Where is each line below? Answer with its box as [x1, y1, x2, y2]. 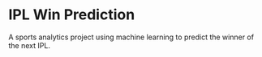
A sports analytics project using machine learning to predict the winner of [8, 32, 254, 42]
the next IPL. [8, 40, 51, 50]
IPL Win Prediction [8, 6, 135, 24]
